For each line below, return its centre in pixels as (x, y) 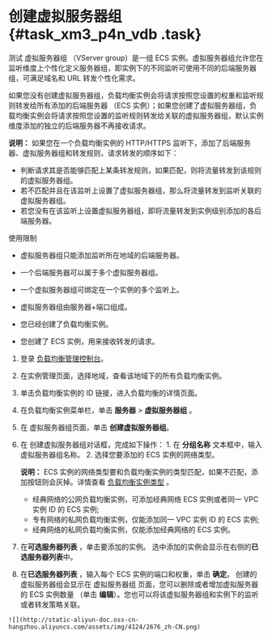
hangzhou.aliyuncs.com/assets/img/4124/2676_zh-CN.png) (104, 627)
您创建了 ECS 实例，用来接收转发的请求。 (89, 341)
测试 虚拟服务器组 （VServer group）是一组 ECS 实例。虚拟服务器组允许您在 (136, 58)
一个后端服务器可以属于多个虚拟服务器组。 (91, 272)
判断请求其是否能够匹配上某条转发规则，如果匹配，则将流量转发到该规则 (140, 170)
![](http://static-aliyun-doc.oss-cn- (74, 620)
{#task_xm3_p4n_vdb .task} (105, 34)
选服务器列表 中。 (49, 556)
